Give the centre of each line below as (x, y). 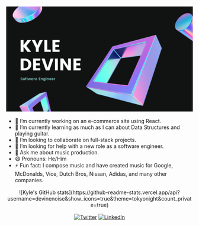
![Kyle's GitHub (38, 192)
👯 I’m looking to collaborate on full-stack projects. (75, 140)
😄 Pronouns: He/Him (41, 159)
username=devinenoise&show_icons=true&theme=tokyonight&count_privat (99, 198)
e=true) (99, 205)
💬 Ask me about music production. (57, 152)
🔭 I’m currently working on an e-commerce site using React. (88, 121)
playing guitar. (32, 133)
